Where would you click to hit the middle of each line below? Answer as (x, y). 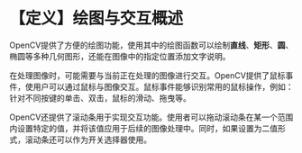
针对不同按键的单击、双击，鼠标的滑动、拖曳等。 (100, 98)
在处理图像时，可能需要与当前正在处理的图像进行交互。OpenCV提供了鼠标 (147, 75)
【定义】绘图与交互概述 (96, 18)
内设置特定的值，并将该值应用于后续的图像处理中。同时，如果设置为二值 (143, 128)
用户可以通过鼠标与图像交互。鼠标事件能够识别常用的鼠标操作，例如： (163, 86)
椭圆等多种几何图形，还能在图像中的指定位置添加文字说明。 (120, 56)
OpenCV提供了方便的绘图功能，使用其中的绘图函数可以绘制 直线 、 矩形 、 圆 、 (151, 45)
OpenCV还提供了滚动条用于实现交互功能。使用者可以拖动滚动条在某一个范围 (151, 117)
